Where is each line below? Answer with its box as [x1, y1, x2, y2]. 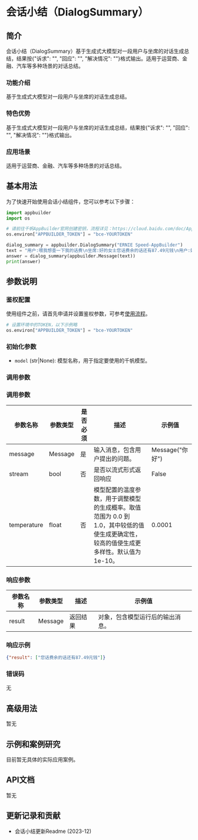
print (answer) [6, 259, 41, 264]
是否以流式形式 [93, 466, 136, 474]
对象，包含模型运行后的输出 [98, 613, 175, 621]
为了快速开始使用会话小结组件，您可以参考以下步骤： [6, 198, 136, 205]
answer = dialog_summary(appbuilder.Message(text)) [6, 253, 136, 259]
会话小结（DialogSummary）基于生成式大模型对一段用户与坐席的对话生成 [6, 48, 184, 54]
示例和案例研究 [6, 739, 61, 749]
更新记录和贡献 [6, 811, 61, 821]
